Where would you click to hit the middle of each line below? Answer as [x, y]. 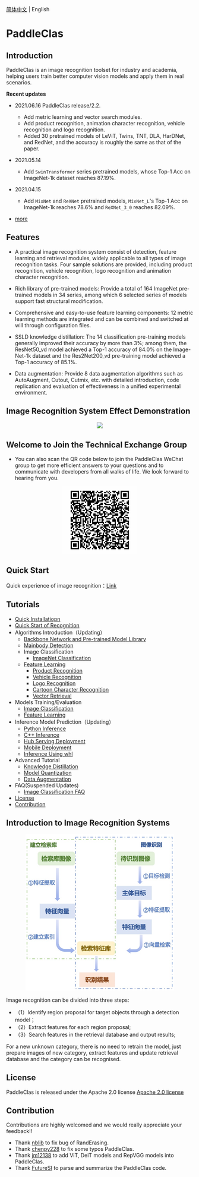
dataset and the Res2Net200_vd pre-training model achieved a [109, 355]
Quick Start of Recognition [47, 625]
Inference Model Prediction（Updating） [64, 722]
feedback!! [19, 1131]
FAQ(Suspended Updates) [47, 785]
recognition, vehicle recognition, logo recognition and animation [93, 270]
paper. [31, 149]
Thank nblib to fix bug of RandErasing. [61, 1143]
